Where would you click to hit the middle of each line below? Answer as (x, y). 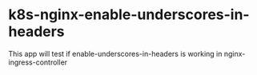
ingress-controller (38, 62)
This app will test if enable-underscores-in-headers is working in (115, 53)
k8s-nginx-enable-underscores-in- (129, 15)
